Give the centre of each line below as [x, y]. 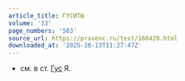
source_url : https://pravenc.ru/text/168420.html [93, 38]
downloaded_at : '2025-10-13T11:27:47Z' [75, 46]
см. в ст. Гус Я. [45, 68]
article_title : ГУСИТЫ [46, 16]
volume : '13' [30, 23]
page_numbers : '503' [43, 30]
